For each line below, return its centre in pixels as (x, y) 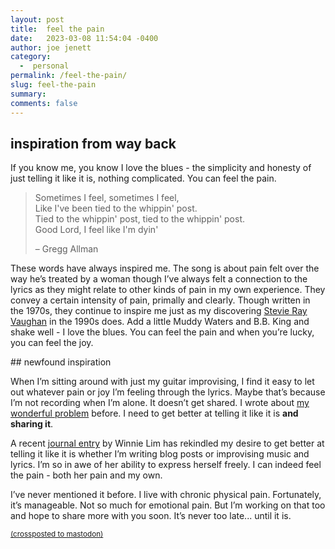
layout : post (37, 19)
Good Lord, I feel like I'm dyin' (96, 230)
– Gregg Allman (66, 249)
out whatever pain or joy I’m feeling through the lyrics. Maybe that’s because (168, 392)
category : (31, 57)
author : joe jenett (51, 47)
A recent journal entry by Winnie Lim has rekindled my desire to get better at (167, 443)
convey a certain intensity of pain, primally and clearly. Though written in (160, 300)
